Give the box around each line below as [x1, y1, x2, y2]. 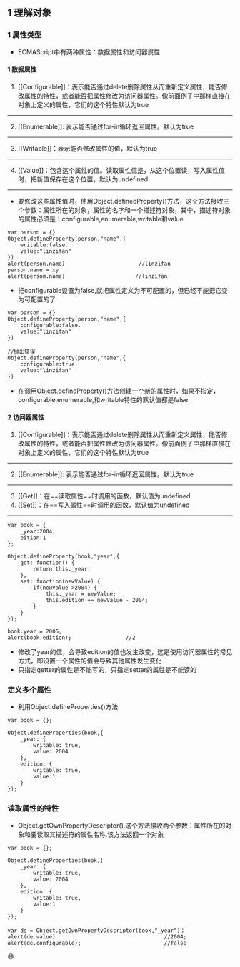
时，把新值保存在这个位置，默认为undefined [17, 174, 149, 184]
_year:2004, [20, 528, 56, 536]
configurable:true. [20, 360, 79, 368]
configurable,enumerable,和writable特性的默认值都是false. [17, 395, 191, 404]
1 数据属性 [7, 65, 37, 74]
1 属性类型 [7, 30, 42, 40]
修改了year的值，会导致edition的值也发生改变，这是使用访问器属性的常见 [17, 648, 233, 656]
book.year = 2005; [7, 628, 62, 636]
